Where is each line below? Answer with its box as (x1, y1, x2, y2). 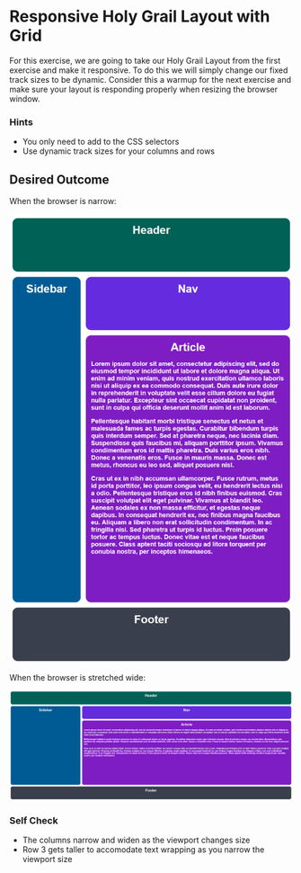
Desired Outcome (9, 172, 110, 187)
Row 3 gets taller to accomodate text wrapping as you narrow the (22, 843, 265, 855)
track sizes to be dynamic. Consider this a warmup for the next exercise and (9, 74, 292, 85)
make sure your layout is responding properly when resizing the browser (9, 84, 279, 94)
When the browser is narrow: (9, 196, 117, 207)
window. (9, 93, 40, 104)
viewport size (22, 853, 73, 864)
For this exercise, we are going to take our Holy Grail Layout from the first (9, 55, 281, 66)
